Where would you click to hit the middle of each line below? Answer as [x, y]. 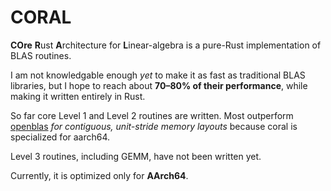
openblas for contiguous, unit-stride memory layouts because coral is [154, 126]
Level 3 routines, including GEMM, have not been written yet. [136, 156]
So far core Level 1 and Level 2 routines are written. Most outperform [152, 115]
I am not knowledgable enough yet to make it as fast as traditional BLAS [158, 75]
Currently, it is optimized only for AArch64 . [99, 175]
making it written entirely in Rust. [78, 96]
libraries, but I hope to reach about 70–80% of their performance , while [159, 85]
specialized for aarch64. [60, 137]
